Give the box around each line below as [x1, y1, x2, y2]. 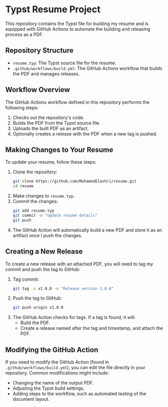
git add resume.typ [12, 208, 55, 213]
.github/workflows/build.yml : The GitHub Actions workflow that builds [12, 65, 162, 71]
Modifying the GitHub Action [5, 345, 99, 354]
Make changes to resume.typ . [12, 193, 75, 199]
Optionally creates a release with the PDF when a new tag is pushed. [12, 130, 157, 137]
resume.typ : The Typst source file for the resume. [12, 60, 116, 66]
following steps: [5, 104, 39, 110]
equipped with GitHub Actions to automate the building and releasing [5, 26, 151, 32]
